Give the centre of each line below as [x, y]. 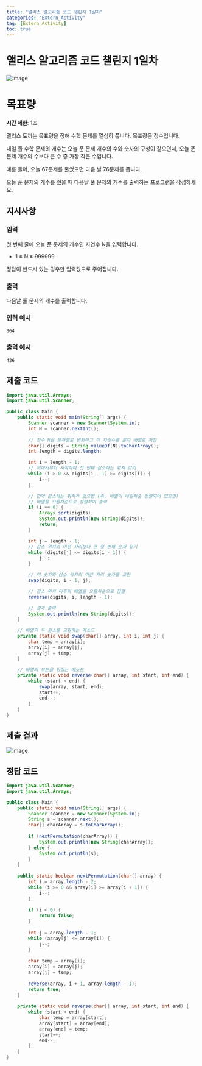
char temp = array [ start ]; [73, 1018]
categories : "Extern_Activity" [46, 18]
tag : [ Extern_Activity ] [37, 23]
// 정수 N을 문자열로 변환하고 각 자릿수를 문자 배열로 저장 [92, 440]
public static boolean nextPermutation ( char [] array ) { [90, 876]
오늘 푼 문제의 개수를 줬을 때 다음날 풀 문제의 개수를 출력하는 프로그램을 [91, 182]
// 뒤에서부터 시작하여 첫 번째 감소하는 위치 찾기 [82, 468]
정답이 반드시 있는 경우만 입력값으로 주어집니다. [62, 269]
